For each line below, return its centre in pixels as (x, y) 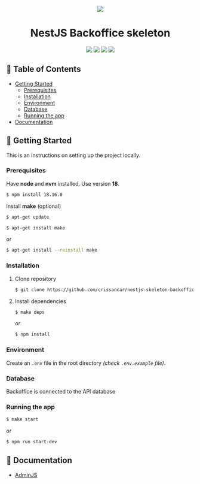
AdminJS (26, 475)
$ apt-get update (28, 217)
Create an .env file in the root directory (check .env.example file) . (86, 363)
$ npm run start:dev (32, 442)
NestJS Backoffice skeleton (100, 33)
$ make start (22, 419)
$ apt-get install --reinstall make (52, 250)
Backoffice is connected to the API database (61, 391)
